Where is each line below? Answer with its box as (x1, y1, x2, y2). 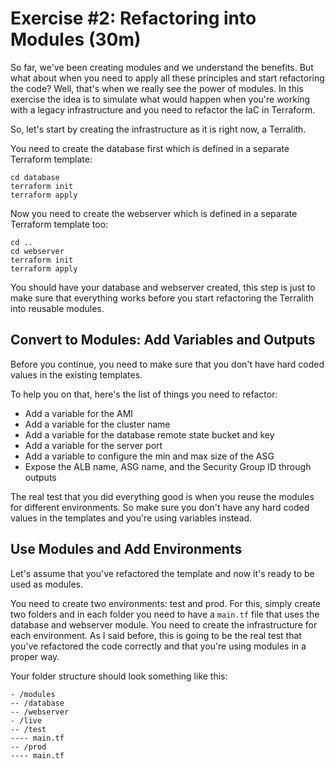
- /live (10, 715, 43, 726)
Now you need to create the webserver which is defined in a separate (10, 207, 298, 219)
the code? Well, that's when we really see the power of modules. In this (10, 82, 304, 94)
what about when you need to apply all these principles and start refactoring (10, 72, 325, 84)
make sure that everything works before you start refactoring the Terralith (10, 292, 314, 304)
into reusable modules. (10, 302, 105, 314)
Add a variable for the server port (24, 439, 163, 451)
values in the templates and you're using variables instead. (10, 512, 253, 524)
